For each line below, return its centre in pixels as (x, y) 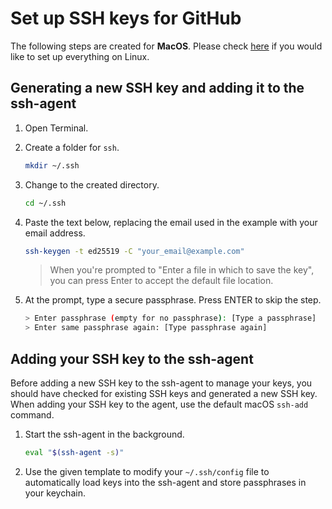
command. (32, 414)
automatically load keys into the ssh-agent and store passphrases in (165, 482)
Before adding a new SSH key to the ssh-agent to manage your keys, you (161, 383)
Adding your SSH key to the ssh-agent (132, 358)
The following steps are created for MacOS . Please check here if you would (166, 46)
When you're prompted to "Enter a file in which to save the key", (182, 270)
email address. (55, 233)
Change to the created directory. (92, 184)
